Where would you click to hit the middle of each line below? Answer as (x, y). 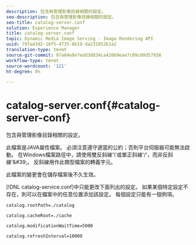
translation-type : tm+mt (36, 50)
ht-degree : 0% (23, 72)
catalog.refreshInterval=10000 (44, 236)
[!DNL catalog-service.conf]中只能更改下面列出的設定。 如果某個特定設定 (95, 187)
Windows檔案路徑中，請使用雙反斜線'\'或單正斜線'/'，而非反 (95, 155)
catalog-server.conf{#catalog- (83, 106)
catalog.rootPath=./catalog (40, 206)
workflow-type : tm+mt (33, 60)
